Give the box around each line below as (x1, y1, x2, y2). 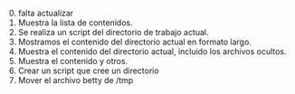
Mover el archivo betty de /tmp (17, 75, 134, 85)
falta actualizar (17, 8, 74, 18)
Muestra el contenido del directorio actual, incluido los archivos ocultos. (17, 46, 287, 57)
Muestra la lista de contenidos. (17, 17, 133, 28)
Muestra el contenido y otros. (17, 56, 128, 66)
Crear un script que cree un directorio (17, 65, 160, 76)
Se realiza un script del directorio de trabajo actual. (17, 27, 210, 37)
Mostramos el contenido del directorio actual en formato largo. (17, 36, 252, 47)
